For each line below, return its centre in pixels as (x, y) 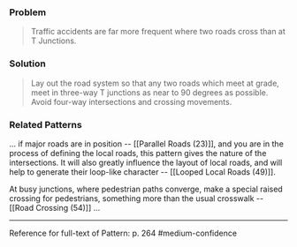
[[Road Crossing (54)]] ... (55, 207)
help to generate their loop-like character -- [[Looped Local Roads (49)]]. (143, 172)
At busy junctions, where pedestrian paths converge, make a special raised (146, 189)
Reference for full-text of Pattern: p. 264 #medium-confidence (123, 233)
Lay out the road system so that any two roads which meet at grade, (155, 83)
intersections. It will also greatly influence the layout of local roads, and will (146, 162)
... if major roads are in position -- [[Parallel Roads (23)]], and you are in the (147, 144)
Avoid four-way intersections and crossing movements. (131, 101)
